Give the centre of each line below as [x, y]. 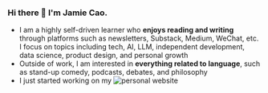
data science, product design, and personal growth [104, 56]
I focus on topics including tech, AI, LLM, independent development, [132, 47]
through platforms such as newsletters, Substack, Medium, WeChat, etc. [139, 38]
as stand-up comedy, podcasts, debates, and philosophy [113, 72]
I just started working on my [65, 81]
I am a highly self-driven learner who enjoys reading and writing [126, 30]
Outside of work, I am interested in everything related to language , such [140, 64]
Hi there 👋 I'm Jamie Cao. [58, 13]
